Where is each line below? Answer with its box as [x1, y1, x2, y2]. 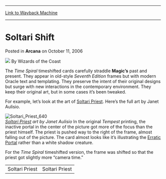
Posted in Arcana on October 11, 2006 [5, 48, 83, 54]
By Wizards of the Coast [11, 58, 61, 64]
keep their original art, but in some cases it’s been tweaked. [5, 89, 126, 94]
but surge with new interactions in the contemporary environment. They [5, 84, 152, 89]
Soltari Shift [5, 32, 55, 43]
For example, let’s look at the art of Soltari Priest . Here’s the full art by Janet [5, 98, 159, 104]
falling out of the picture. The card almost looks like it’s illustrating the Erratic [5, 134, 161, 140]
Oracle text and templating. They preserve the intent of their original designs [5, 78, 161, 84]
